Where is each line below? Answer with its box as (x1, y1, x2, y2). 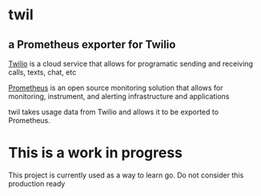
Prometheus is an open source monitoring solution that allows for (8, 83, 223, 92)
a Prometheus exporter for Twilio (8, 38, 176, 51)
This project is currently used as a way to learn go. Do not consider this (8, 170, 244, 180)
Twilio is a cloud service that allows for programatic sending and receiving (8, 59, 254, 68)
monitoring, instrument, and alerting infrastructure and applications (8, 92, 230, 101)
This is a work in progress (8, 144, 183, 162)
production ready (8, 178, 66, 188)
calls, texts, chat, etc (8, 67, 77, 77)
